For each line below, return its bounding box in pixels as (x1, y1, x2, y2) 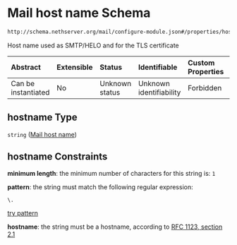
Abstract (11, 62, 41, 72)
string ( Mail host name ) (7, 130, 78, 138)
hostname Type (7, 112, 78, 124)
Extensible (56, 62, 93, 72)
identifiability (138, 87, 181, 97)
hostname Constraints (7, 150, 108, 163)
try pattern (7, 209, 39, 217)
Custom (188, 58, 215, 68)
